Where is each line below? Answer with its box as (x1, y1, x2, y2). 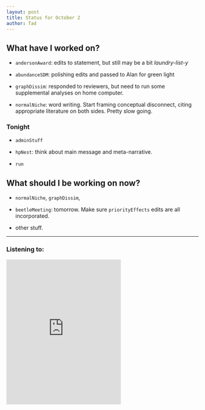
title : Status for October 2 (6, 15, 81, 21)
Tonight (6, 123, 30, 131)
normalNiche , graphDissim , (15, 194, 81, 201)
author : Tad (6, 20, 37, 26)
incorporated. (15, 212, 50, 220)
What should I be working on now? (6, 178, 140, 188)
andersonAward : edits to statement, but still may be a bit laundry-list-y (15, 59, 189, 67)
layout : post (6, 9, 40, 15)
